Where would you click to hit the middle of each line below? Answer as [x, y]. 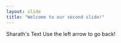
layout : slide [24, 11]
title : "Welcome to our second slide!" [55, 17]
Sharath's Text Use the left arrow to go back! [61, 34]
